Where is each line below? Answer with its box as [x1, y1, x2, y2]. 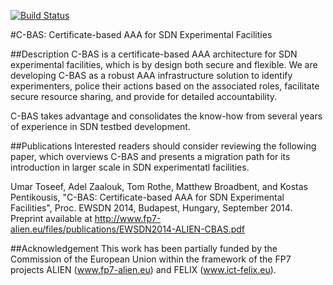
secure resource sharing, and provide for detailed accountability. [10, 91, 278, 102]
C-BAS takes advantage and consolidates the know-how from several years [10, 110, 323, 122]
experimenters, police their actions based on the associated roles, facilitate [10, 80, 320, 92]
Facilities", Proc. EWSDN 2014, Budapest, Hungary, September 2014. [10, 202, 293, 214]
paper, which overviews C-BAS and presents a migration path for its [10, 151, 291, 162]
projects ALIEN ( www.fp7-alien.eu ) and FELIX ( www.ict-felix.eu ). [10, 264, 277, 275]
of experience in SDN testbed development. [10, 121, 191, 132]
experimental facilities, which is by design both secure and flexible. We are [10, 59, 318, 70]
